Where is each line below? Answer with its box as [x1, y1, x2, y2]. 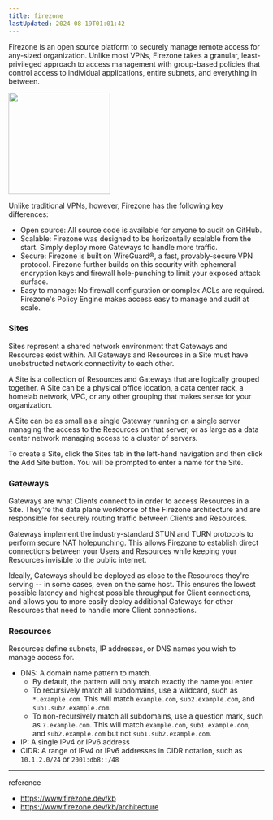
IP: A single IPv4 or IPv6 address [19, 737, 130, 747]
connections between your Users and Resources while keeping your [8, 546, 237, 556]
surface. [19, 277, 49, 287]
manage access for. [8, 653, 75, 662]
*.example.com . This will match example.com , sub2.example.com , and [32, 694, 255, 704]
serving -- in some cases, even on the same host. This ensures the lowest [8, 580, 256, 589]
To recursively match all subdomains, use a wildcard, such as [32, 685, 238, 695]
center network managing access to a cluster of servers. [8, 433, 198, 442]
